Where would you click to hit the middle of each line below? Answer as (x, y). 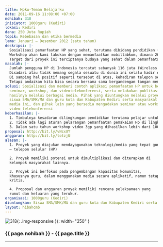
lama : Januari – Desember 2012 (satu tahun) (51, 41)
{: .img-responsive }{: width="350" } (53, 221)
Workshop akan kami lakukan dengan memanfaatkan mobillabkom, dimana (81, 55)
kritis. (17, 181)
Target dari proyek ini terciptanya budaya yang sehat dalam (73, 59)
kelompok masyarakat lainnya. (40, 163)
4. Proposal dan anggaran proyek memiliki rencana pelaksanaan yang (80, 189)
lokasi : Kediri (20, 28)
